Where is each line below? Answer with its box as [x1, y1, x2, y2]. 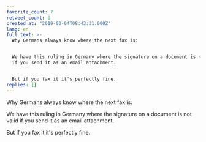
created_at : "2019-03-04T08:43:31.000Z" [6, 20, 112, 26]
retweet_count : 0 [6, 15, 51, 21]
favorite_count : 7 [6, 9, 53, 15]
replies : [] [6, 81, 37, 88]
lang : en [6, 26, 29, 32]
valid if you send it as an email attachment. [6, 117, 115, 124]
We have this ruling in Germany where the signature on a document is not [6, 110, 192, 118]
